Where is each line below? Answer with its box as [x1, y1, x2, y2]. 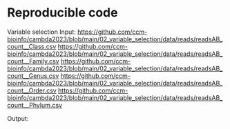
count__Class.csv [7, 42, 57, 50]
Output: [7, 114, 29, 122]
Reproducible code [7, 5, 118, 21]
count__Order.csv [7, 86, 57, 95]
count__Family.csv [7, 57, 60, 65]
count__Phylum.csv [7, 101, 62, 109]
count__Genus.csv [7, 71, 59, 80]
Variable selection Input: [7, 28, 76, 36]
